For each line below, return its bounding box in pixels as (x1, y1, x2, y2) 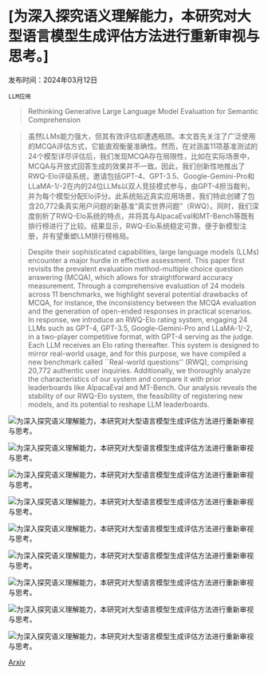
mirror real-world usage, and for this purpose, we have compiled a (27, 349, 246, 358)
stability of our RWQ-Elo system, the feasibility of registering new (27, 391, 243, 400)
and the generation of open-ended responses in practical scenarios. (27, 306, 253, 316)
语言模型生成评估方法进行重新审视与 (22, 27, 261, 45)
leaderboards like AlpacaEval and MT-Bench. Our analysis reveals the (27, 382, 258, 392)
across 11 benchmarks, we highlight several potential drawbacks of (27, 289, 248, 299)
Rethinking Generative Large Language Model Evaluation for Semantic (27, 106, 259, 116)
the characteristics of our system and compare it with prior (27, 374, 222, 384)
